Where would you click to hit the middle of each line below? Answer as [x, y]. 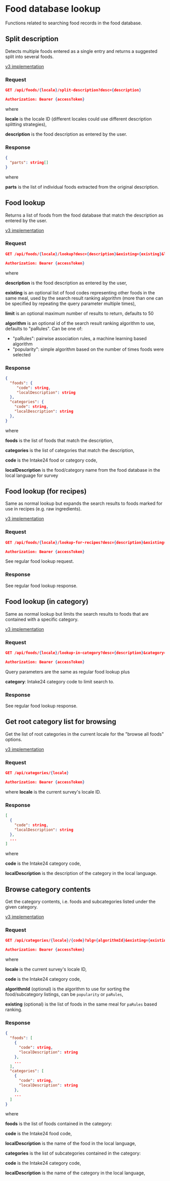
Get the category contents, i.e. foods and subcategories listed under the [80, 902]
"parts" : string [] [29, 162]
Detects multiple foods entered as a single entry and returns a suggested [81, 51]
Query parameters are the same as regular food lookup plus [68, 672]
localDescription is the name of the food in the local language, [71, 1143]
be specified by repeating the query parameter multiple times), [71, 304]
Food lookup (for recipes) [46, 491]
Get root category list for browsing [61, 722]
